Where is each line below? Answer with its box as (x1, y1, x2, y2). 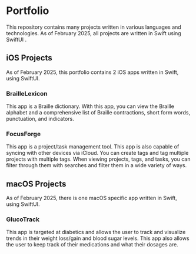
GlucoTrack (6, 215, 40, 223)
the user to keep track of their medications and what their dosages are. (6, 241, 178, 248)
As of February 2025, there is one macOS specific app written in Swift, (6, 195, 178, 202)
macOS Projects (6, 179, 67, 189)
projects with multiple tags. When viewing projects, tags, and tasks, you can (6, 155, 191, 162)
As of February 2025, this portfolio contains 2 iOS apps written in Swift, (6, 69, 179, 76)
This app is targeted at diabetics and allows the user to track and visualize (6, 229, 186, 236)
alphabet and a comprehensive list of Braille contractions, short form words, (6, 109, 190, 116)
